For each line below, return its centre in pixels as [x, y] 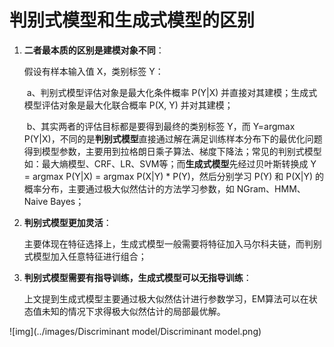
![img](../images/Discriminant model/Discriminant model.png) [135, 331]
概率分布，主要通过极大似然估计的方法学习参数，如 [129, 188]
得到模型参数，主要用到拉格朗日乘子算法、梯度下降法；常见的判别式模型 [172, 151]
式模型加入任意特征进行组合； [85, 256]
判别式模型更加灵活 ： [67, 222]
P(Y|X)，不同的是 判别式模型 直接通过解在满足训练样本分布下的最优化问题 [173, 138]
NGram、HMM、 [271, 188]
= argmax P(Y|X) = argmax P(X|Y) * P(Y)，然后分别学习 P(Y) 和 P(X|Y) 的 [174, 176]
